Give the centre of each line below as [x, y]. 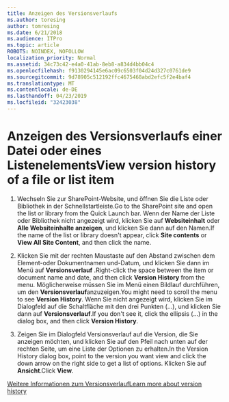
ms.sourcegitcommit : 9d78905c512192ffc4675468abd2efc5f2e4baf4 [99, 77]
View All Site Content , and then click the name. [84, 242]
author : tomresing [33, 26]
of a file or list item [61, 180]
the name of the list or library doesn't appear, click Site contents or [112, 235]
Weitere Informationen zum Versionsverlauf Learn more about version [105, 384]
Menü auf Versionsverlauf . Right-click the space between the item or [115, 270]
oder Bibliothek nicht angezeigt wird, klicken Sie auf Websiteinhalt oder [118, 220]
